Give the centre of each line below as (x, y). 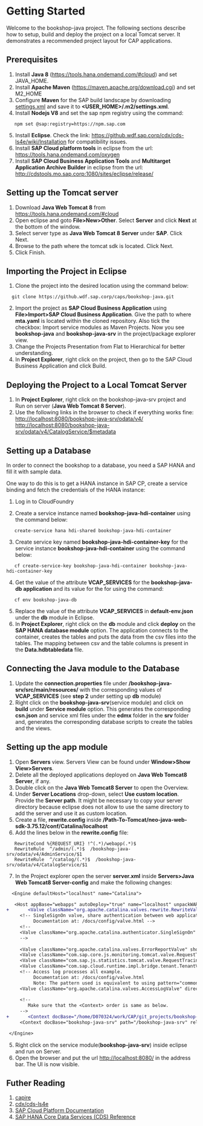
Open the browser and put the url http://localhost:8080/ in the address (103, 1058)
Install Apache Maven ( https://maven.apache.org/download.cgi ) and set (105, 87)
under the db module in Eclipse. (55, 617)
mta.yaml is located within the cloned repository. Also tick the (92, 321)
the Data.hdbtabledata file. (49, 649)
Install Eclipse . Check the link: (53, 135)
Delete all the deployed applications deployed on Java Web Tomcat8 (101, 775)
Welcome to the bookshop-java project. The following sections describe (96, 28)
